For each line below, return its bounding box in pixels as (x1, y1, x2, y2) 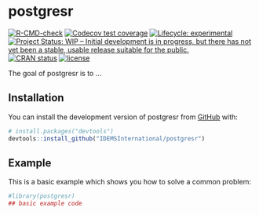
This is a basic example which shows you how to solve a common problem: (8, 177, 251, 187)
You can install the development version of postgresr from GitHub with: (8, 112, 238, 122)
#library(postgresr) (8, 192, 76, 200)
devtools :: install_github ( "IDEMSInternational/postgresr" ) (8, 134, 206, 143)
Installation (8, 91, 64, 104)
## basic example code (8, 199, 82, 208)
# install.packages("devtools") (8, 127, 114, 135)
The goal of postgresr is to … (8, 68, 102, 78)
